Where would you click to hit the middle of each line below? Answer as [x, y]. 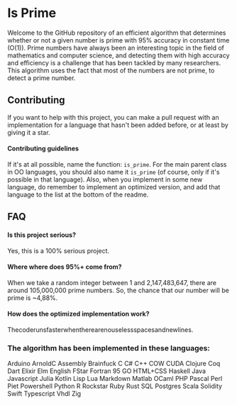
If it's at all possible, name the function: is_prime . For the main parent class [117, 164]
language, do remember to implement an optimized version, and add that [114, 187]
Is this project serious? [42, 235]
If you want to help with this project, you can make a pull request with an [113, 117]
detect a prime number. [42, 78]
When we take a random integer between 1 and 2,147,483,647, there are [112, 282]
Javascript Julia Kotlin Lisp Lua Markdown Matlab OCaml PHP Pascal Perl [115, 379]
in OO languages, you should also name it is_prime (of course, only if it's [114, 172]
